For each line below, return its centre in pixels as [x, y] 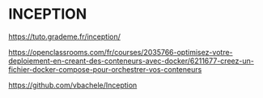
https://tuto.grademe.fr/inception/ [65, 36]
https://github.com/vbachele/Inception [73, 85]
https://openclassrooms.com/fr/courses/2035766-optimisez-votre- [121, 52]
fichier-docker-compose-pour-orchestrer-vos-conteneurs [105, 69]
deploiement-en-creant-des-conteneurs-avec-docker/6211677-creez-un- [131, 61]
